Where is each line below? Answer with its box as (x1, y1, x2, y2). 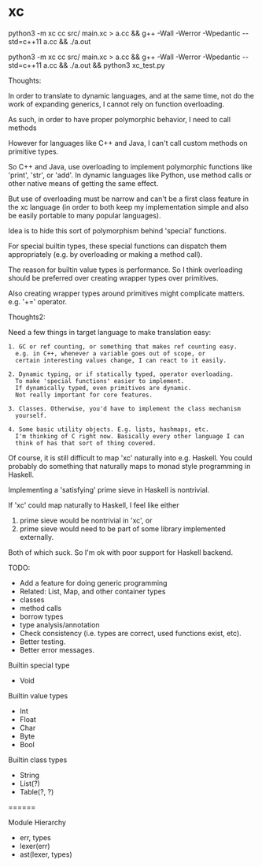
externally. (19, 532, 54, 541)
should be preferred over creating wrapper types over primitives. (8, 273, 219, 282)
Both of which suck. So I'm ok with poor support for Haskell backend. (8, 547, 234, 557)
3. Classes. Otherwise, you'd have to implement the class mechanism (8, 404, 242, 412)
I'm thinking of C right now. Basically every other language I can (15, 432, 245, 440)
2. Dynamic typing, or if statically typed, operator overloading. (8, 370, 234, 378)
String (19, 770, 40, 780)
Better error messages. (19, 645, 95, 654)
